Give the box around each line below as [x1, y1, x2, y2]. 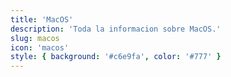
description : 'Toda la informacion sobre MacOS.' [10, 24, 222, 34]
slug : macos [10, 33, 60, 43]
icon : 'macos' [10, 42, 70, 53]
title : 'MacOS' [10, 14, 74, 25]
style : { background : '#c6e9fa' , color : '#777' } [10, 52, 222, 62]
